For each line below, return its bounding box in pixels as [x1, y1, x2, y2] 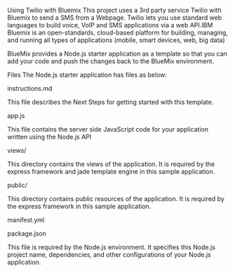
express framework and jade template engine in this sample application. [7, 167, 215, 175]
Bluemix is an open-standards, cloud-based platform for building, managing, [7, 28, 228, 37]
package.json [7, 229, 47, 238]
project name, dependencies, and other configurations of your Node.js [7, 250, 212, 259]
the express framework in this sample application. [7, 202, 152, 210]
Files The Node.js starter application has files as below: [7, 70, 167, 79]
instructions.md [7, 84, 53, 92]
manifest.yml [7, 216, 45, 224]
